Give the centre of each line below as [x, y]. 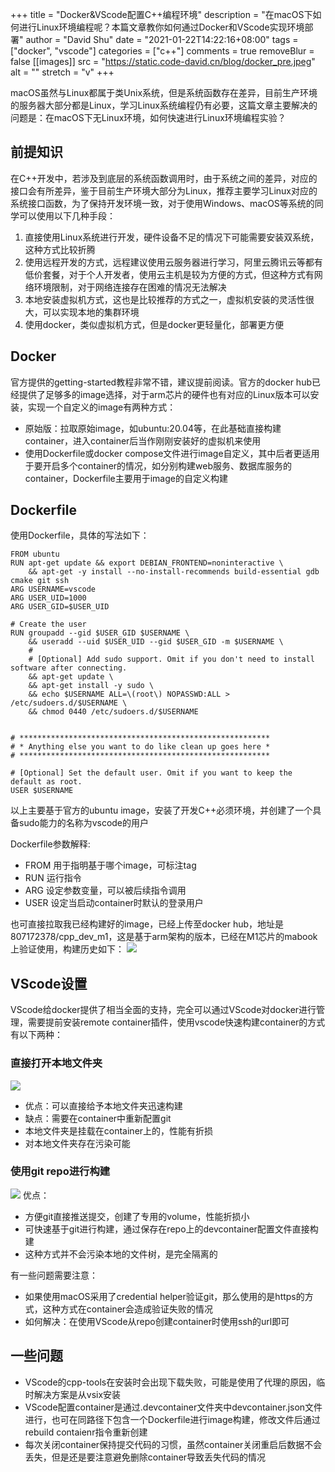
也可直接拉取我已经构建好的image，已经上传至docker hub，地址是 [147, 924]
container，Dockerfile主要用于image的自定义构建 [126, 478]
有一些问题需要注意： [54, 1275]
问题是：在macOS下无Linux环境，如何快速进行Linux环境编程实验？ [148, 117]
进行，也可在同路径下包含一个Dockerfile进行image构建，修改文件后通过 [172, 1419]
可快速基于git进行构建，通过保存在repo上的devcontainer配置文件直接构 [171, 1229]
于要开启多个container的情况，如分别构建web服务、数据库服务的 [158, 465]
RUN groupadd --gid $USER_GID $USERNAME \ [100, 633]
